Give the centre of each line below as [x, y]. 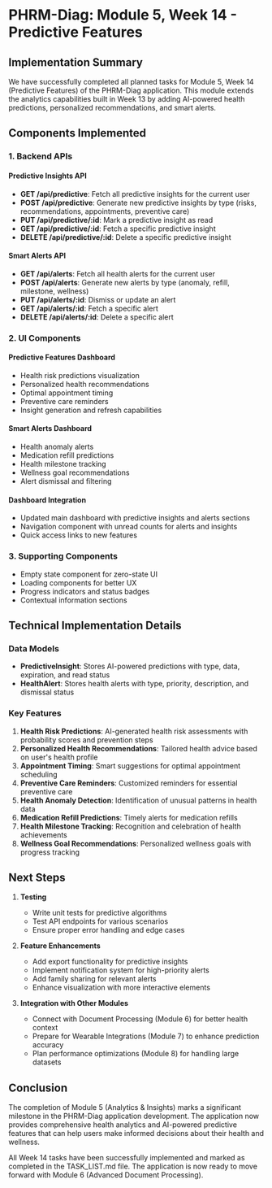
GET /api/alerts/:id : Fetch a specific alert [89, 308]
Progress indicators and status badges [85, 591]
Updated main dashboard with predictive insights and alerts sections [135, 518]
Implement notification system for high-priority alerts [121, 970]
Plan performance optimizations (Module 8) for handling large [136, 1054]
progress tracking [50, 852]
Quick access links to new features [79, 535]
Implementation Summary [76, 62]
